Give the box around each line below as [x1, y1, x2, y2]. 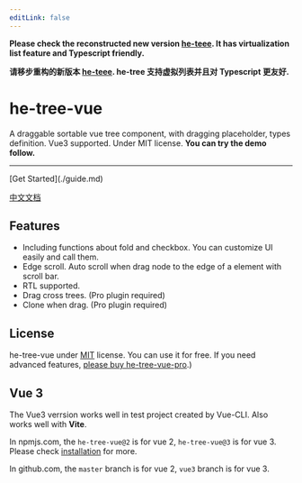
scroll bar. [22, 271, 60, 282]
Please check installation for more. [9, 446, 138, 456]
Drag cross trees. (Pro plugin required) [22, 290, 166, 301]
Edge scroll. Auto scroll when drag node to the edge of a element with [22, 261, 282, 272]
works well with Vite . [9, 419, 87, 429]
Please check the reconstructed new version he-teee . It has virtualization [9, 38, 290, 49]
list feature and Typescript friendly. [9, 47, 146, 59]
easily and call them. [22, 251, 99, 262]
